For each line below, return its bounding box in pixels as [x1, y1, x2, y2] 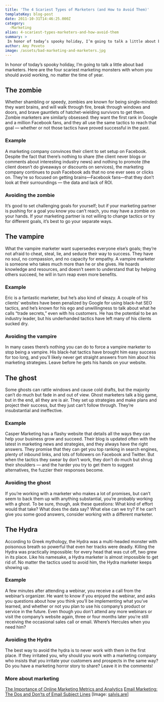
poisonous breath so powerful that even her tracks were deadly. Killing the [5, 544, 155, 549]
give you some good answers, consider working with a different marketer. [5, 511, 153, 517]
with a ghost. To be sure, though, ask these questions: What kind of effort [5, 501, 153, 506]
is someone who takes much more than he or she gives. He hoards [5, 261, 140, 267]
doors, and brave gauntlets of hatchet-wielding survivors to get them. [5, 110, 145, 115]
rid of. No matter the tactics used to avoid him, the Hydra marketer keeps [5, 559, 152, 565]
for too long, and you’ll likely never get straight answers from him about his [5, 354, 156, 360]
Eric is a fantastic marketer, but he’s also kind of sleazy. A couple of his [5, 295, 148, 301]
